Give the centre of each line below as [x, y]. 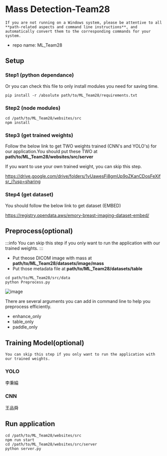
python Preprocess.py [28, 282]
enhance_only [27, 317]
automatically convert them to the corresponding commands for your [78, 31]
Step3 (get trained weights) [39, 135]
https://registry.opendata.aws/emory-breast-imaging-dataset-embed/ [77, 215]
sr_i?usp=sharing [23, 182]
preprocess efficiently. [28, 307]
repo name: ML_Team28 [37, 45]
